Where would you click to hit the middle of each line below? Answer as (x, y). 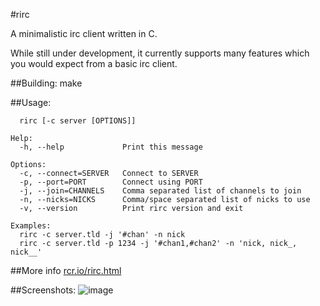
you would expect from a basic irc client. (94, 63)
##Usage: (31, 102)
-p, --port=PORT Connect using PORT (111, 182)
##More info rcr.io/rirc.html (66, 270)
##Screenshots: (43, 290)
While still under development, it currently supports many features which (160, 53)
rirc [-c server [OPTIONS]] (78, 121)
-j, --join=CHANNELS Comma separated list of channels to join (160, 191)
